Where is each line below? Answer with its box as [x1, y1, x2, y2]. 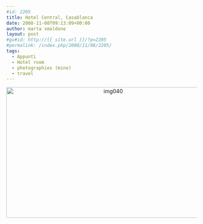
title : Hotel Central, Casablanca [6, 14, 94, 20]
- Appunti [11, 54, 36, 60]
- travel [11, 70, 34, 76]
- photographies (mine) [11, 64, 71, 71]
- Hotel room [11, 59, 45, 65]
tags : [6, 48, 20, 54]
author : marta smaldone [6, 25, 66, 32]
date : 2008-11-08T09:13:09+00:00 [6, 20, 91, 26]
